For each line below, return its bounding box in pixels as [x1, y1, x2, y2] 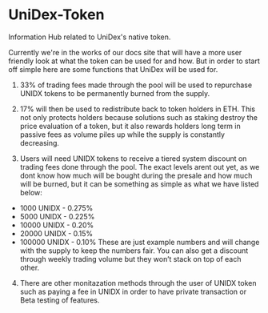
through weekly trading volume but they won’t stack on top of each [19, 254, 242, 263]
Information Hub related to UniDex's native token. [8, 32, 171, 42]
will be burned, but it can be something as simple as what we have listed [19, 179, 259, 189]
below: [19, 187, 42, 197]
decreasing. [19, 138, 60, 147]
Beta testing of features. [19, 295, 100, 305]
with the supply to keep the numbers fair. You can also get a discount [19, 246, 249, 255]
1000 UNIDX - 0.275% [19, 203, 94, 213]
